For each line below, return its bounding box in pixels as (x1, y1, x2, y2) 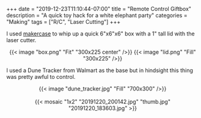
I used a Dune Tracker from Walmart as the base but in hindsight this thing (6, 67, 194, 74)
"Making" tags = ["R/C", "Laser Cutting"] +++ (6, 18, 121, 25)
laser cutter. (6, 37, 37, 43)
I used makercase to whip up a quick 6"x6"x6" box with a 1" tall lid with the (6, 30, 195, 37)
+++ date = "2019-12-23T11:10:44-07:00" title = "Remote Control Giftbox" (6, 6, 191, 12)
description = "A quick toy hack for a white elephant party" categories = (6, 12, 188, 19)
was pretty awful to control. (6, 73, 76, 80)
